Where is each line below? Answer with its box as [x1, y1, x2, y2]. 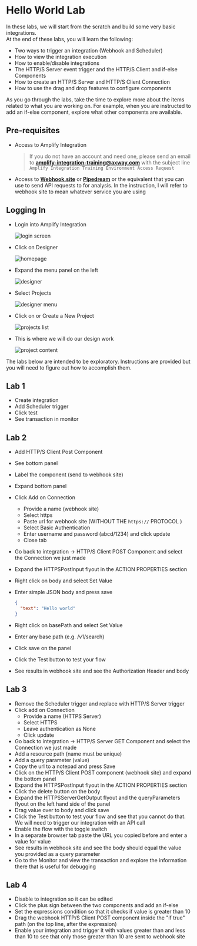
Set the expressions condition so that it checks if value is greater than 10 [14, 908, 191, 915]
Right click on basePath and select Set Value [14, 621, 123, 628]
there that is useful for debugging [14, 863, 96, 870]
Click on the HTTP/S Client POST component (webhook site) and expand [14, 769, 192, 776]
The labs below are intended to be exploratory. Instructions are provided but [6, 358, 191, 365]
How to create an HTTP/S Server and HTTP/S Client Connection [14, 78, 171, 85]
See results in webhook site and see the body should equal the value [14, 844, 182, 851]
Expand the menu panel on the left [14, 266, 98, 273]
